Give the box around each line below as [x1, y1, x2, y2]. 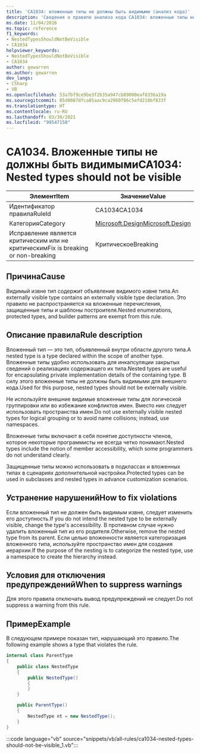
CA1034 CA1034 [95, 206, 143, 215]
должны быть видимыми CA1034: [6, 158, 182, 172]
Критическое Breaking [95, 240, 159, 249]
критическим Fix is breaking [9, 244, 89, 252]
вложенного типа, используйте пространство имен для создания [6, 540, 173, 547]
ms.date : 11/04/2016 [6, 20, 58, 26]
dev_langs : [6, 75, 33, 81]
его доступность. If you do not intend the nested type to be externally [6, 515, 177, 522]
